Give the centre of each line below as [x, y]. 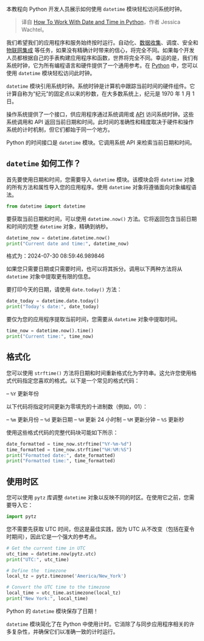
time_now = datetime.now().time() [50, 331]
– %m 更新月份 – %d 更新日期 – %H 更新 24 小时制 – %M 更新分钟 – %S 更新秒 [95, 419]
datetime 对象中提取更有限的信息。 [50, 277]
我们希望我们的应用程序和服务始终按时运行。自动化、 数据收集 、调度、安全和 [102, 42]
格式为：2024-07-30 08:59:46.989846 [55, 256]
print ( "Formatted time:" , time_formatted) [61, 461]
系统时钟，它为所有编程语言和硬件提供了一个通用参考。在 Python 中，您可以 [102, 65]
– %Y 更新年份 [23, 393]
